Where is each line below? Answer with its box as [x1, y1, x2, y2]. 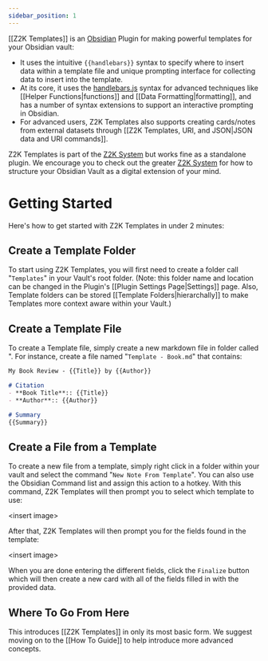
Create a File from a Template [8, 440, 157, 453]
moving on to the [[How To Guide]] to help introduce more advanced [8, 635, 234, 645]
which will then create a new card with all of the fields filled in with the [8, 574, 239, 584]
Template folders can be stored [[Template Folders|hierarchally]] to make [8, 291, 249, 300]
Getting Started [8, 194, 113, 212]
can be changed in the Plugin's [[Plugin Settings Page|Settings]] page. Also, [8, 282, 258, 291]
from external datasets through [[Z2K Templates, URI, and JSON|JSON [19, 125, 253, 135]
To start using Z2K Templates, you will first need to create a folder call [8, 265, 239, 275]
